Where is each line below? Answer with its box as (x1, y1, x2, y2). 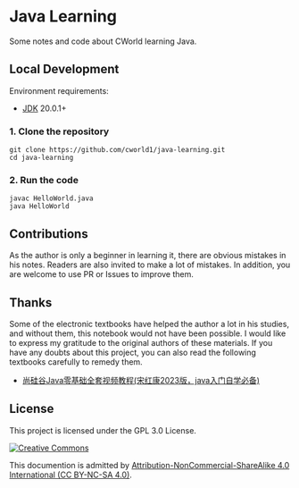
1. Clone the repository (9, 125, 110, 138)
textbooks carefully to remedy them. (9, 356, 143, 367)
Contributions (9, 226, 88, 241)
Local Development (9, 62, 120, 77)
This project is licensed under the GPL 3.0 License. (9, 425, 196, 435)
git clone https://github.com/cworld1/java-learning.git (9, 146, 226, 155)
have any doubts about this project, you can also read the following (9, 347, 257, 358)
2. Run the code (9, 173, 79, 186)
